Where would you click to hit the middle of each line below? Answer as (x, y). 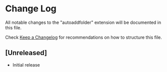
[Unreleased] (26, 53)
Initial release (26, 65)
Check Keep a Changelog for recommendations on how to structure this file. (84, 37)
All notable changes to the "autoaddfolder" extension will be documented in (83, 22)
